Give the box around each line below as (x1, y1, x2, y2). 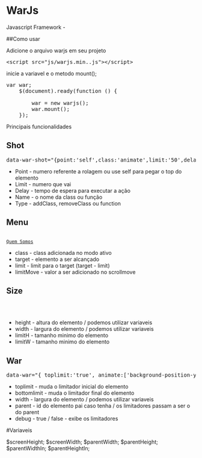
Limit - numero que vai (14, 180, 71, 187)
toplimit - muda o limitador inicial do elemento (14, 383, 129, 391)
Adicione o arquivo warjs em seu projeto (6, 46, 106, 54)
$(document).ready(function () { (19, 87, 118, 94)
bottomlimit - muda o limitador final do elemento (14, 389, 135, 397)
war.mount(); (31, 105, 70, 112)
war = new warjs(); (31, 99, 89, 106)
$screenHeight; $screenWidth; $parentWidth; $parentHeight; (6, 438, 158, 446)
